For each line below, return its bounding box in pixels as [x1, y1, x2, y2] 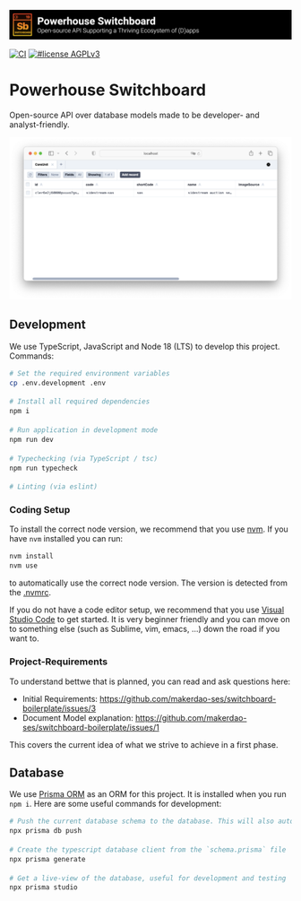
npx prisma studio [9, 883, 78, 892]
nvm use [9, 561, 39, 570]
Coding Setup [9, 504, 71, 516]
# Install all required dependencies [9, 397, 150, 406]
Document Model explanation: [21, 712, 134, 723]
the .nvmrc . [9, 587, 52, 598]
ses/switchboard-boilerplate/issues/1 [21, 722, 159, 732]
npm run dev [9, 435, 54, 444]
